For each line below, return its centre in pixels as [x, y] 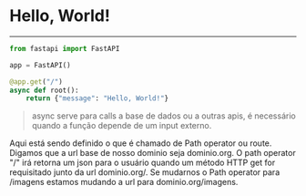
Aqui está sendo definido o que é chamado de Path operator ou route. [141, 143]
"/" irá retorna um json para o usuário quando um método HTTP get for [143, 163]
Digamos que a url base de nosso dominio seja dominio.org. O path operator [153, 153]
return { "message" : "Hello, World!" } [97, 98]
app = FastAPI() [40, 65]
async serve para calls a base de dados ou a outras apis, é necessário [163, 116]
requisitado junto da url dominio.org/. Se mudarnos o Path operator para [145, 172]
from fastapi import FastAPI [65, 48]
